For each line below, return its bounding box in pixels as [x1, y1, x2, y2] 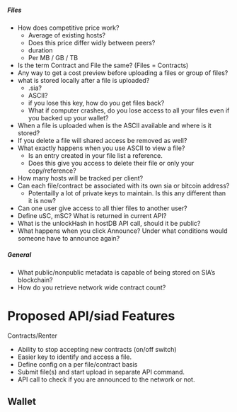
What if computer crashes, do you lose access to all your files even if [28, 106, 230, 115]
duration [28, 46, 53, 55]
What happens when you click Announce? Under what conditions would [17, 227, 228, 235]
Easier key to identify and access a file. [17, 353, 132, 361]
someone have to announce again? [17, 234, 120, 242]
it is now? [28, 196, 57, 205]
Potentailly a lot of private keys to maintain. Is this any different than [28, 188, 226, 198]
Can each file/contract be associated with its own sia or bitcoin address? [17, 181, 230, 190]
